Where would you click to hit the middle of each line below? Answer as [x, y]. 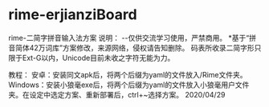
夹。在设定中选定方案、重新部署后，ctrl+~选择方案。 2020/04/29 [117, 94]
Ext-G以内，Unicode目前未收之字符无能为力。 [98, 57]
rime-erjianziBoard [73, 15]
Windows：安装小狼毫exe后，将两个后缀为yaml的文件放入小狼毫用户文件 [129, 85]
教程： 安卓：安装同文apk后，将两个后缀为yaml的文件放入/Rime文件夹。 [128, 74]
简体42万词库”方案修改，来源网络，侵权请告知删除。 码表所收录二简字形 [134, 48]
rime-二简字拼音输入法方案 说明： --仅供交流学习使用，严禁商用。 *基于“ [129, 38]
